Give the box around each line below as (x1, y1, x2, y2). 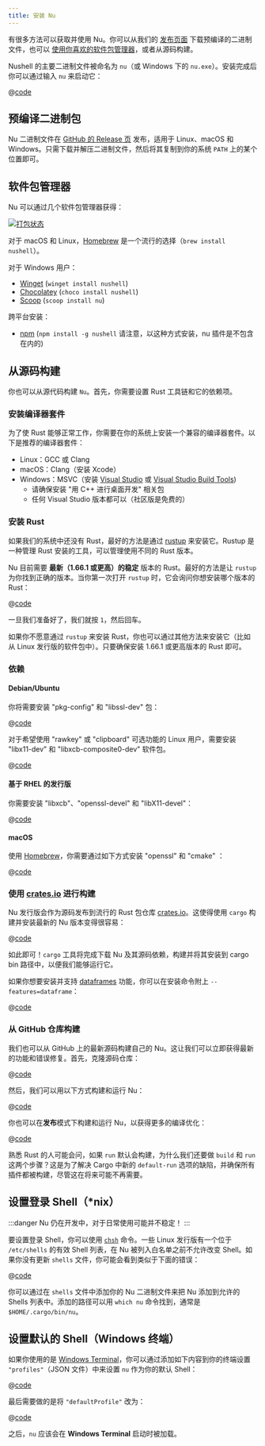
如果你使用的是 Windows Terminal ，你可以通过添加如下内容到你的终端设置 (8, 1355, 251, 1364)
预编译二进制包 (8, 112, 81, 125)
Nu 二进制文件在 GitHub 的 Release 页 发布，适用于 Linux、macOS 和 (8, 134, 234, 144)
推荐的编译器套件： (21, 438, 85, 448)
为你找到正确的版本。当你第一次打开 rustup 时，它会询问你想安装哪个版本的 (8, 572, 256, 582)
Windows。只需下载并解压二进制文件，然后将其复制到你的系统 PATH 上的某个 (8, 144, 258, 154)
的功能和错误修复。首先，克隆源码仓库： (8, 1053, 140, 1063)
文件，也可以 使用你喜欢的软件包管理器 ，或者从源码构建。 (8, 44, 198, 54)
